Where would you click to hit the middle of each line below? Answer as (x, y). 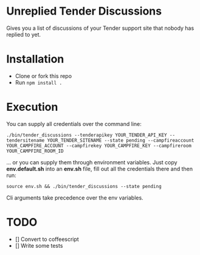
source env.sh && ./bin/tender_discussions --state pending (84, 186)
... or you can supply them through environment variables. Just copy (92, 162)
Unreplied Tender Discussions (84, 11)
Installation (35, 59)
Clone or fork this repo (43, 76)
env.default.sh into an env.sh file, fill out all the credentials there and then (100, 169)
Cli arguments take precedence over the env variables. (75, 197)
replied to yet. (24, 34)
